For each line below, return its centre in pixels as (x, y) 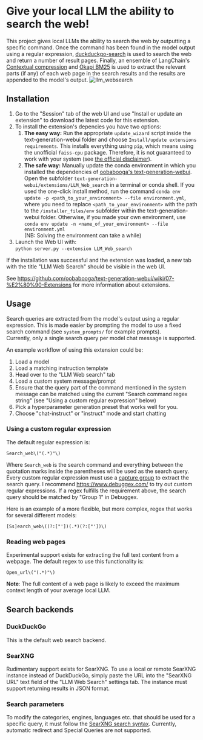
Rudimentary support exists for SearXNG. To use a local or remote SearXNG (101, 669)
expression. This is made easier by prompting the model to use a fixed (94, 325)
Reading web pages (36, 542)
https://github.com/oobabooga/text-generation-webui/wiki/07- (96, 278)
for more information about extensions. (121, 285)
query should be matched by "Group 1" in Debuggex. (72, 497)
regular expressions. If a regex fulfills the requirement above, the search (96, 490)
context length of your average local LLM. (58, 590)
